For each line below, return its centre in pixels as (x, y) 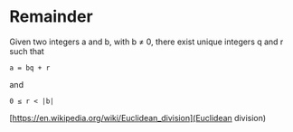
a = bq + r (30, 68)
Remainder (51, 17)
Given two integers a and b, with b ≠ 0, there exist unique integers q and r (146, 42)
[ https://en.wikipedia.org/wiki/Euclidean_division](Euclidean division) (138, 118)
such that (27, 51)
